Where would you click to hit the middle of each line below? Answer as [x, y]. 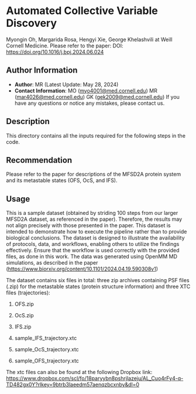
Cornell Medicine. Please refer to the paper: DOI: [65, 46]
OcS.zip [24, 316]
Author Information [42, 71]
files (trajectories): [28, 293]
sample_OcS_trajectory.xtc [47, 350]
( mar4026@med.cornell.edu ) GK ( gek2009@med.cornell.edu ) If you [97, 97]
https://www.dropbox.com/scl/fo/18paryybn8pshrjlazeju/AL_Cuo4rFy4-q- [95, 378]
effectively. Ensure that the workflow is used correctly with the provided [93, 251]
